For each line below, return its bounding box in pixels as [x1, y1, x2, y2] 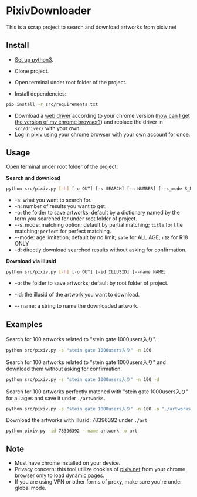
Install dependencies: [14, 90, 67, 97]
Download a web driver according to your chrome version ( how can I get [14, 112, 191, 119]
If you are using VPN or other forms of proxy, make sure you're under [14, 478, 182, 485]
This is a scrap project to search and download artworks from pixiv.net [6, 23, 177, 30]
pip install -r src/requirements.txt [6, 101, 98, 107]
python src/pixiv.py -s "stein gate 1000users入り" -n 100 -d [6, 376, 159, 382]
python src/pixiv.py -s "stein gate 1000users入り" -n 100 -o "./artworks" [6, 406, 193, 411]
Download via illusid [6, 258, 57, 265]
